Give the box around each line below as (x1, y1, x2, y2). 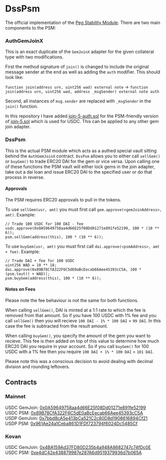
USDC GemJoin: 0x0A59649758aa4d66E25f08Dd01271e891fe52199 (5, 404, 146, 410)
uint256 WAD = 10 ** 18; (5, 262, 57, 267)
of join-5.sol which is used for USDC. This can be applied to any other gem (5, 118, 159, 124)
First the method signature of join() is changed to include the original (5, 63, 149, 70)
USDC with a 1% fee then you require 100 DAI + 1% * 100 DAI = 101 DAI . (5, 348, 154, 354)
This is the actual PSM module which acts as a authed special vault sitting (5, 147, 157, 153)
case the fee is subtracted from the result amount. (5, 323, 108, 329)
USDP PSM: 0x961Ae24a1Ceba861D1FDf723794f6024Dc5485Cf (5, 420, 138, 426)
